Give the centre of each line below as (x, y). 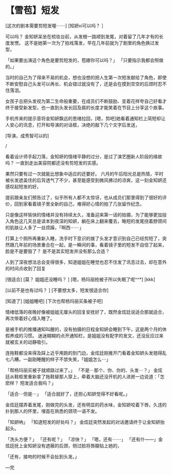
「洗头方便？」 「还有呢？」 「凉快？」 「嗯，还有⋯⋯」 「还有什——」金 (84, 439)
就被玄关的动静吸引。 (28, 342)
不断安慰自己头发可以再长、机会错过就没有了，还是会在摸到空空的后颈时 (81, 84)
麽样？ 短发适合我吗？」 (31, 383)
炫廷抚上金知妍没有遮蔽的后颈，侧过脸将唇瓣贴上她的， (63, 445)
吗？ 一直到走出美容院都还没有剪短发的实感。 (53, 163)
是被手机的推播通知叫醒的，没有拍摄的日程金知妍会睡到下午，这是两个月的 (84, 329)
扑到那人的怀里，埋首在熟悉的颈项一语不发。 (52, 411)
